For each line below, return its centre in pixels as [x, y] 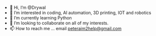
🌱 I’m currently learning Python [41, 18]
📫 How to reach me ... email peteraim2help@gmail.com [66, 28]
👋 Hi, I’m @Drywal [28, 8]
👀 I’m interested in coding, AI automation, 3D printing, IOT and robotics [80, 13]
